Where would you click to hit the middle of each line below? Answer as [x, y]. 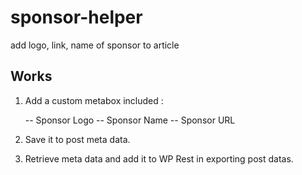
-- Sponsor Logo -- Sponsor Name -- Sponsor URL [130, 120]
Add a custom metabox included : [94, 100]
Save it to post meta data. [77, 139]
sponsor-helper [76, 17]
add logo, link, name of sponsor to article [95, 45]
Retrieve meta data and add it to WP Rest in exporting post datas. [159, 158]
